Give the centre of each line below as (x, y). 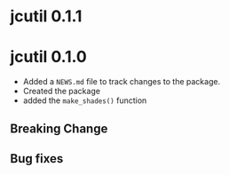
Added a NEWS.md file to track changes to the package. (122, 82)
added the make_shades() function (85, 100)
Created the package (62, 91)
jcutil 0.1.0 (48, 57)
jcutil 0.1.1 (46, 16)
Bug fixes (37, 159)
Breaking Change (59, 128)
